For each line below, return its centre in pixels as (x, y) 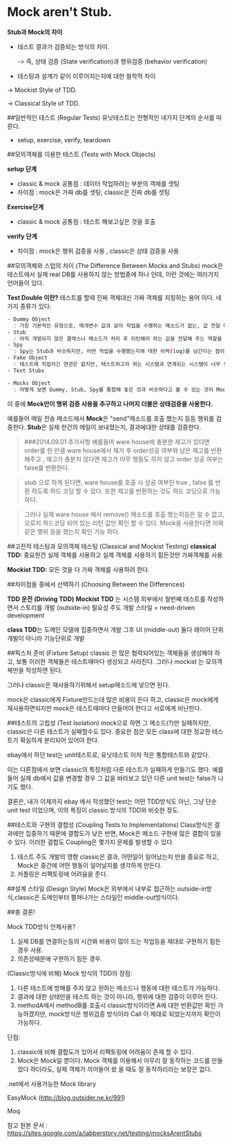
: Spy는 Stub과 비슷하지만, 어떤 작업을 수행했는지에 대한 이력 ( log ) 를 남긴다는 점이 (119, 352)
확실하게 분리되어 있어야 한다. (59, 740)
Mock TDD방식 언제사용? (41, 926)
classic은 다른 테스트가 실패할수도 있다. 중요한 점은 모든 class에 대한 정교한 (109, 731)
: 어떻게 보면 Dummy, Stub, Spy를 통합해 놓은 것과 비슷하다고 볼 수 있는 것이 (114, 390)
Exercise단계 (26, 207)
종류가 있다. (36, 306)
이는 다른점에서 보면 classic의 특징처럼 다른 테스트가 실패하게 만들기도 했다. (109, 769)
